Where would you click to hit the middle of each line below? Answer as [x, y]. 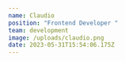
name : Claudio [32, 15]
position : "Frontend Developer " [63, 23]
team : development [38, 30]
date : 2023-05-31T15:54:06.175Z [61, 45]
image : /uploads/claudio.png [56, 38]
